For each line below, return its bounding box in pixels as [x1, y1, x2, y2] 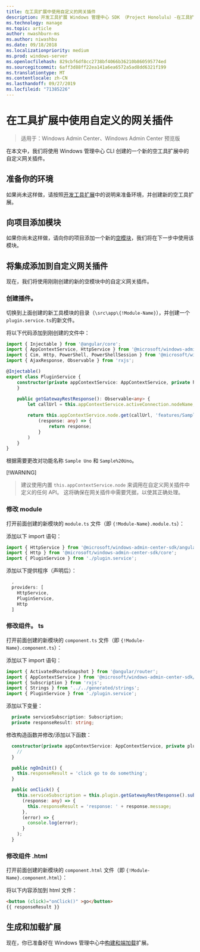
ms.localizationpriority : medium [6, 48, 89, 54]
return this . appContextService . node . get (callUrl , [27, 413, 153, 418]
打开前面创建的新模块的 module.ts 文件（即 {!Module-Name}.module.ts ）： [6, 520, 185, 527]
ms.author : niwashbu [6, 36, 58, 42]
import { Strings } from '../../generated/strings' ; [6, 685, 140, 691]
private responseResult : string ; [11, 720, 95, 726]
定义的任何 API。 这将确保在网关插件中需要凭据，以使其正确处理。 [20, 489, 184, 496]
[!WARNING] [6, 469, 37, 476]
